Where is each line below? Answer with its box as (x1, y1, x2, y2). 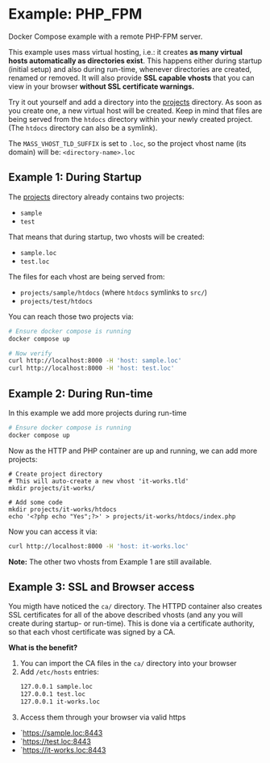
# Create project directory (8, 470, 103, 478)
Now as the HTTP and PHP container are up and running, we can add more (8, 446, 258, 455)
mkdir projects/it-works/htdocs (8, 505, 117, 514)
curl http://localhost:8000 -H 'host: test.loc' (8, 364, 175, 372)
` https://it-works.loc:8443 (19, 745, 106, 755)
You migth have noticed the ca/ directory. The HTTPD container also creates (8, 602, 263, 611)
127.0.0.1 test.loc (19, 690, 86, 698)
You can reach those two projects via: (8, 312, 135, 321)
